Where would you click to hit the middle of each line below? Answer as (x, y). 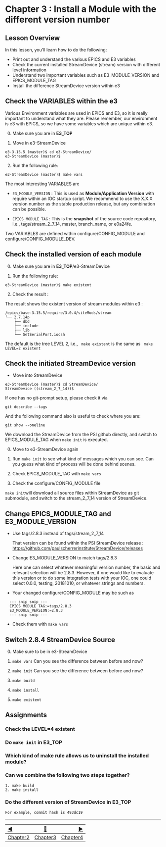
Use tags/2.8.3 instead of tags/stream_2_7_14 (58, 534)
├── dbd (22, 321)
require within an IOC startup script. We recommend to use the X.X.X (82, 199)
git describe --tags (26, 407)
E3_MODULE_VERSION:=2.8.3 (36, 611)
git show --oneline (25, 425)
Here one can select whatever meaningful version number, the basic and (86, 567)
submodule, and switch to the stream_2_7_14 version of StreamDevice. (76, 498)
